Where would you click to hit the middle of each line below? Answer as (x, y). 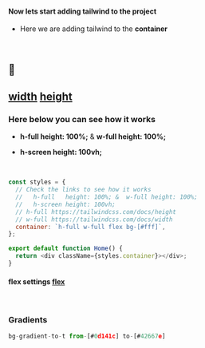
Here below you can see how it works (82, 119)
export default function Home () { (66, 249)
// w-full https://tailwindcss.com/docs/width (94, 219)
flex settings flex (37, 281)
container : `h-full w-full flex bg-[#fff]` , (91, 227)
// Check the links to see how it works (83, 190)
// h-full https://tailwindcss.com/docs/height (96, 212)
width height (41, 96)
